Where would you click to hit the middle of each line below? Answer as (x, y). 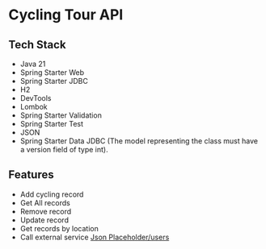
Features (31, 175)
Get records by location (59, 228)
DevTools (36, 98)
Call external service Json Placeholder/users (95, 237)
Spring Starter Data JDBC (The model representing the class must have (139, 141)
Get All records (45, 202)
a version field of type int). (64, 149)
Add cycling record (52, 194)
